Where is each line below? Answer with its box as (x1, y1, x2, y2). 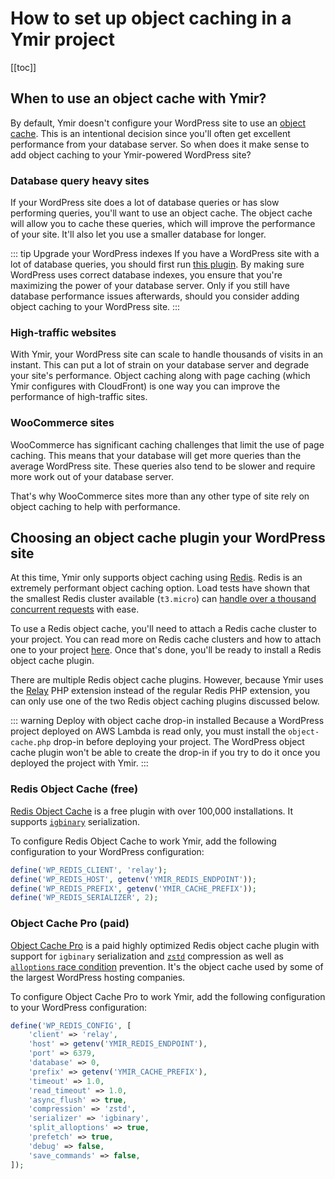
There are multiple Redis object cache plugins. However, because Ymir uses (10, 674, 324, 686)
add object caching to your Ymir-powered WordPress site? (10, 148, 252, 161)
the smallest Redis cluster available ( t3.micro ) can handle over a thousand (10, 593, 317, 605)
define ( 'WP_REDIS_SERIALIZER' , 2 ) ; (10, 893, 159, 903)
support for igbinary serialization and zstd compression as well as (10, 950, 284, 962)
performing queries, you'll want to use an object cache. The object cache (10, 207, 313, 219)
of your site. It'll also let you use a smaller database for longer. (10, 228, 267, 241)
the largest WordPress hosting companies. (10, 971, 186, 983)
